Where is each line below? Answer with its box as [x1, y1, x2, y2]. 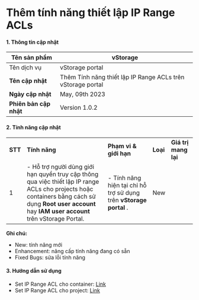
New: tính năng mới [14, 241, 63, 248]
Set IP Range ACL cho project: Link [14, 286, 101, 293]
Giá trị [171, 138, 189, 146]
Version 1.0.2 [60, 104, 98, 112]
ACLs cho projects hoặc [26, 184, 94, 193]
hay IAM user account [26, 207, 90, 215]
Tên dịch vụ [9, 63, 42, 72]
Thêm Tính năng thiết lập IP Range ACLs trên [60, 73, 185, 81]
